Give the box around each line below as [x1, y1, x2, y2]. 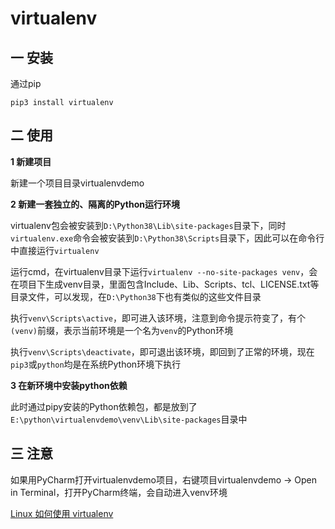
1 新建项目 [10, 155, 52, 167]
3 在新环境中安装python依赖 [10, 379, 128, 391]
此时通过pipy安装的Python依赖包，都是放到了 [10, 400, 198, 412]
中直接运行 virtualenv [10, 244, 100, 256]
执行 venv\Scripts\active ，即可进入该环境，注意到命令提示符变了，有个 [10, 312, 307, 324]
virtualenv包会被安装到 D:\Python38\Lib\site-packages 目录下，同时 [10, 219, 287, 231]
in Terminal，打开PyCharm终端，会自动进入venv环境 [10, 486, 228, 498]
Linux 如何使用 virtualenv [10, 507, 114, 519]
